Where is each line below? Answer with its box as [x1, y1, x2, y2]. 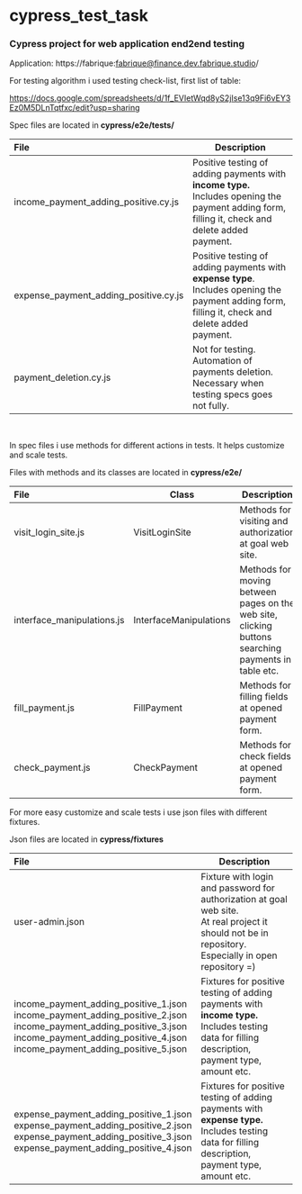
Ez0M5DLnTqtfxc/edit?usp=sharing [9, 103, 141, 113]
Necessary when [192, 377, 264, 390]
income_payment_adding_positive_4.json [13, 1032, 187, 1045]
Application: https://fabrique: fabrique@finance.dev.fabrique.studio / [9, 58, 259, 68]
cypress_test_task [9, 5, 149, 26]
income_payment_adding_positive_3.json [13, 1020, 187, 1033]
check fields [239, 750, 292, 763]
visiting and [239, 515, 289, 528]
